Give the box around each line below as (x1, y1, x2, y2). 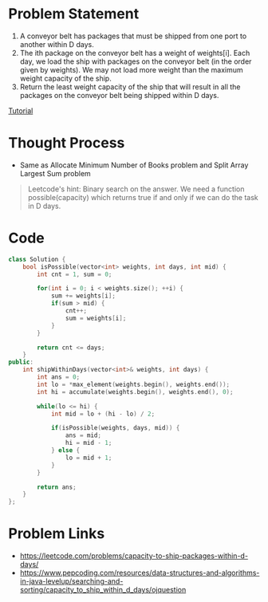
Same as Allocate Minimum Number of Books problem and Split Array (19, 160, 249, 170)
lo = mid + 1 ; (65, 454, 112, 462)
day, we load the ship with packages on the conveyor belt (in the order (19, 57, 252, 66)
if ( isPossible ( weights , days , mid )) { (50, 424, 180, 432)
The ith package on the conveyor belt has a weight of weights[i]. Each (19, 48, 250, 57)
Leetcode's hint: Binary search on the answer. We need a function (27, 184, 245, 194)
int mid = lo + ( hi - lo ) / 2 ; (50, 410, 156, 418)
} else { (50, 447, 81, 454)
